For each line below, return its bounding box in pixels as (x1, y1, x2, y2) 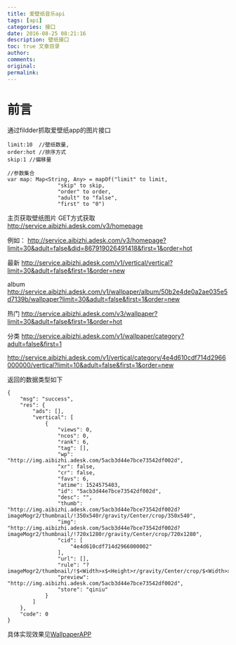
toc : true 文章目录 (7, 43, 60, 50)
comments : (7, 56, 37, 63)
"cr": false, (57, 469, 96, 476)
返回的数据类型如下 (7, 375, 63, 384)
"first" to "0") (57, 201, 105, 208)
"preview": (57, 574, 90, 581)
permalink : (7, 69, 39, 76)
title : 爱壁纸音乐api (7, 10, 65, 18)
